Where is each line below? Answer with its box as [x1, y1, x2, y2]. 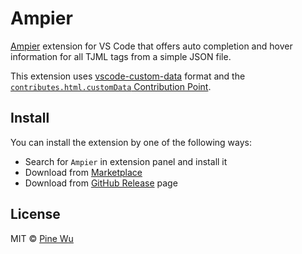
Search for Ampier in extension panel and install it [24, 155, 228, 167]
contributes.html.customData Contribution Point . [10, 80, 212, 92]
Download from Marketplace [24, 166, 143, 178]
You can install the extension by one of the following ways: [10, 136, 252, 148]
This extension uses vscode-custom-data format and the [10, 70, 246, 82]
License [10, 206, 61, 223]
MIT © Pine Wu [10, 232, 74, 244]
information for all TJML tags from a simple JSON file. [10, 50, 232, 62]
